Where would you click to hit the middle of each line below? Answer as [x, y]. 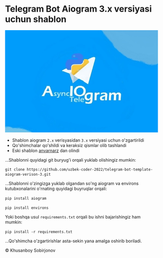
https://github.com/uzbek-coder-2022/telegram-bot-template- [90, 169]
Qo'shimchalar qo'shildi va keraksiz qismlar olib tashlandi [69, 145]
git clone [15, 169]
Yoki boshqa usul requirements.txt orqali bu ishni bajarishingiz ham [73, 217]
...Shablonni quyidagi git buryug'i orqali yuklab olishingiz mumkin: [71, 160]
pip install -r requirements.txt [39, 232]
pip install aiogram [26, 198]
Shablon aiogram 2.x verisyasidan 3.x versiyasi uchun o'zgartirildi [78, 140]
